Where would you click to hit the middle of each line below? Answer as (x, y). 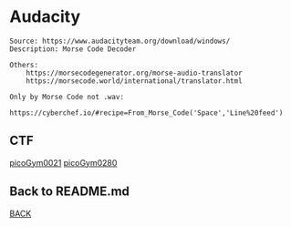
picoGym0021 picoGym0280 (63, 162)
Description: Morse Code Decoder (73, 49)
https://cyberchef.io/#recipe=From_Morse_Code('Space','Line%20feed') (146, 113)
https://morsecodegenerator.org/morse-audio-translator (135, 73)
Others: (24, 65)
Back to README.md (70, 192)
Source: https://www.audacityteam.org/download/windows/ (120, 41)
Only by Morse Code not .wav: (67, 97)
